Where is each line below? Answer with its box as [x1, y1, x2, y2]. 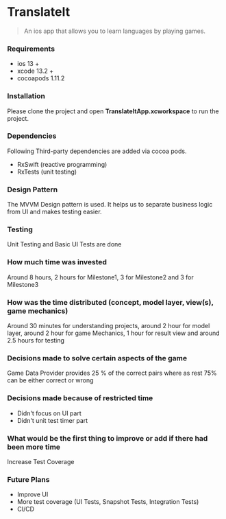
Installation [7, 91, 46, 101]
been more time [7, 442, 60, 452]
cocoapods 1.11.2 [16, 74, 65, 82]
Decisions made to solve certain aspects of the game [7, 353, 187, 362]
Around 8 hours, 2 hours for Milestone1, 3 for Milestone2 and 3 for [7, 273, 194, 281]
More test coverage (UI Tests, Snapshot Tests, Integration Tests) [16, 498, 199, 506]
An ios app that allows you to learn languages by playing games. [23, 27, 206, 35]
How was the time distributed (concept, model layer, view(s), [7, 297, 214, 307]
